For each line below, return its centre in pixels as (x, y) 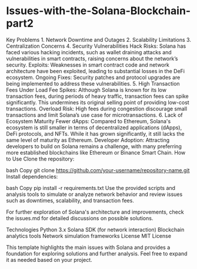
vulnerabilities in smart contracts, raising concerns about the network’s (92, 58)
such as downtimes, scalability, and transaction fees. (70, 200)
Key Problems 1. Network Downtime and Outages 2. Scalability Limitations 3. (98, 40)
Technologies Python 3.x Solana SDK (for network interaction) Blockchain (95, 229)
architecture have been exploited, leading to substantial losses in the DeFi (96, 71)
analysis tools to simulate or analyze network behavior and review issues (94, 194)
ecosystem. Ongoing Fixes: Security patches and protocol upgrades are (93, 77)
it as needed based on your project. (49, 260)
